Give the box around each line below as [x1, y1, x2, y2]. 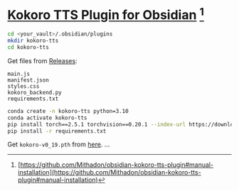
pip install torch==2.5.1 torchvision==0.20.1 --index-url [7, 121, 186, 128]
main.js [7, 70, 31, 77]
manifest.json [7, 76, 50, 84]
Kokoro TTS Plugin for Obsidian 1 [7, 4, 205, 23]
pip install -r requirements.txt [7, 127, 107, 135]
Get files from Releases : [7, 56, 78, 65]
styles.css [7, 82, 40, 89]
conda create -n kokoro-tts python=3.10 [7, 107, 129, 114]
